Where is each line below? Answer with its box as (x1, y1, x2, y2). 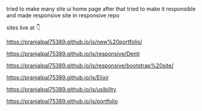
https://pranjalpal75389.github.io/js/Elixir (6, 74, 109, 81)
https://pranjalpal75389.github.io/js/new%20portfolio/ (6, 38, 143, 45)
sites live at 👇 (6, 24, 41, 31)
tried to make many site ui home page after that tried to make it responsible (6, 6, 196, 12)
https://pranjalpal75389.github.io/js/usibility (6, 86, 116, 93)
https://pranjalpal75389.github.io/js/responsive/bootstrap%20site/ (6, 62, 174, 69)
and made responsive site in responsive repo (6, 12, 120, 19)
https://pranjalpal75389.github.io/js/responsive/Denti (6, 50, 140, 57)
